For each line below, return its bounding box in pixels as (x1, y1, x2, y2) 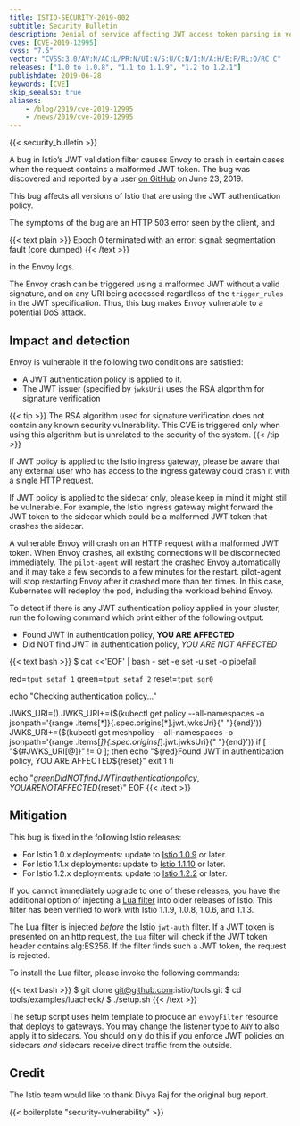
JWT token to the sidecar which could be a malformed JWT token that (9, 510, 268, 522)
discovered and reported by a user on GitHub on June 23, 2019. (9, 173, 244, 184)
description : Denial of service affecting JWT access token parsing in (9, 29, 281, 38)
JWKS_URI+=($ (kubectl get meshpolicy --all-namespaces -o (9, 726, 234, 737)
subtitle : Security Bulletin (9, 21, 118, 30)
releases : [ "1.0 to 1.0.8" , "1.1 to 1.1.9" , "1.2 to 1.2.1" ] (9, 63, 242, 72)
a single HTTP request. (9, 475, 94, 485)
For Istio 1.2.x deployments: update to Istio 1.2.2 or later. (21, 867, 228, 879)
